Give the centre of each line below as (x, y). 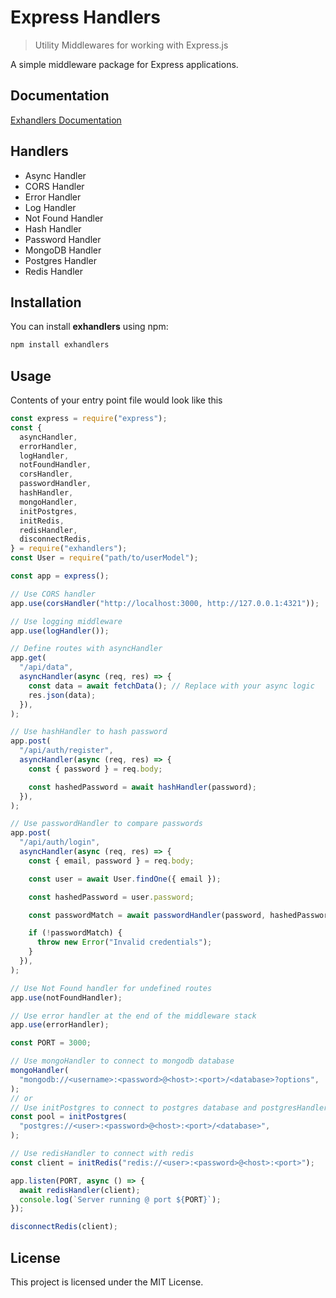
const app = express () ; (60, 576)
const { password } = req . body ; (95, 769)
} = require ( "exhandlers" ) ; (69, 549)
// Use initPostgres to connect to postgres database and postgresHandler (169, 1107)
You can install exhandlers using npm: (89, 327)
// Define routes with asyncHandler (86, 649)
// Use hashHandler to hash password (89, 732)
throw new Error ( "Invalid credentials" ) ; (124, 942)
